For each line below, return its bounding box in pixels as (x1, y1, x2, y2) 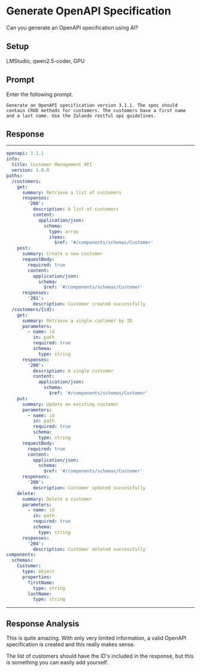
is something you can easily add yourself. (6, 659, 109, 666)
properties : (22, 574, 52, 580)
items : (48, 234, 66, 240)
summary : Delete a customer (22, 496, 93, 502)
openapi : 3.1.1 (6, 150, 44, 156)
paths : (6, 173, 23, 179)
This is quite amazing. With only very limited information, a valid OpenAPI (6, 634, 187, 642)
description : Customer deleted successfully (32, 546, 146, 552)
